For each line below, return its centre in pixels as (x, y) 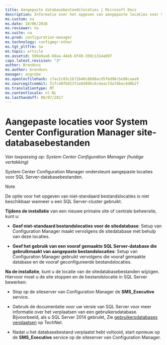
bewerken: (16, 282)
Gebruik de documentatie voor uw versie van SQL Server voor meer (82, 307)
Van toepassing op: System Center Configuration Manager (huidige (75, 157)
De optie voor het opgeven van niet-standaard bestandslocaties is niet (77, 196)
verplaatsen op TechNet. (38, 323)
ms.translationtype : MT (30, 88)
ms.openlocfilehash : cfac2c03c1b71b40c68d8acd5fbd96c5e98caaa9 (72, 79)
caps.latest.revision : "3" (33, 61)
